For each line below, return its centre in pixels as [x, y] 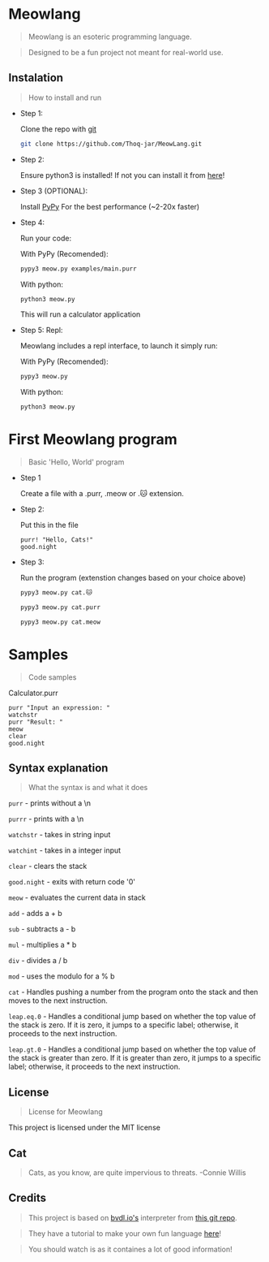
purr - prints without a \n [50, 803]
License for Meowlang [65, 1112]
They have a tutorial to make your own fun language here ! [124, 1233]
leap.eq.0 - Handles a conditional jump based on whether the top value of [132, 1017]
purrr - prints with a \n [46, 819]
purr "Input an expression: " [60, 707]
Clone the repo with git [58, 129]
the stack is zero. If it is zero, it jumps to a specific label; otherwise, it [124, 1025]
